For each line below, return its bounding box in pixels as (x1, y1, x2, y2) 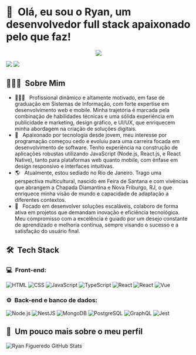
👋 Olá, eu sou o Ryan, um (6, 5, 131, 19)
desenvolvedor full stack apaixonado (6, 18, 191, 31)
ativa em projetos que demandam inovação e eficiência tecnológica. (14, 208, 180, 216)
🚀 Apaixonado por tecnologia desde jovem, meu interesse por (14, 131, 167, 138)
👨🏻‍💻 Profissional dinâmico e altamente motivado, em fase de (14, 94, 165, 101)
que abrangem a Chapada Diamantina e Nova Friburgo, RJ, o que (14, 184, 173, 191)
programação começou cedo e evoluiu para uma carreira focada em (14, 137, 180, 144)
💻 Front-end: (6, 266, 47, 275)
